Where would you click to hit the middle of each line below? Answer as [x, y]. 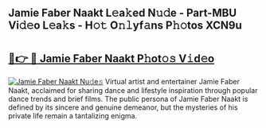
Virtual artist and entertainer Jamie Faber [172, 81]
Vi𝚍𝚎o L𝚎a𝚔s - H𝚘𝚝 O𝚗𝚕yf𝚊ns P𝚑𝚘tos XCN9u [125, 26]
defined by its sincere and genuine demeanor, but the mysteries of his [123, 107]
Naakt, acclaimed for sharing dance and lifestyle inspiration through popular [133, 90]
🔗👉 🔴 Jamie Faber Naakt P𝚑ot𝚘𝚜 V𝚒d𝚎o [111, 58]
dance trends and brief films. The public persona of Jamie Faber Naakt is [128, 99]
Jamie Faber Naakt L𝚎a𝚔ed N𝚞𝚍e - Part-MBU [123, 13]
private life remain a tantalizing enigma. [73, 116]
